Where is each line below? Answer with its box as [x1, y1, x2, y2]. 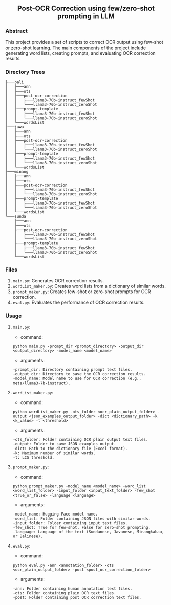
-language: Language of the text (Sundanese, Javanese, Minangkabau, [12, 529, 165, 534]
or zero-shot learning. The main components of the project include [5, 44, 146, 51]
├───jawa [5, 124, 24, 129]
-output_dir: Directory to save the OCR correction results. [12, 371, 146, 376]
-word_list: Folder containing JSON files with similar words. [12, 516, 151, 521]
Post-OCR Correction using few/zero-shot [17, 4, 155, 13]
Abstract [5, 28, 28, 35]
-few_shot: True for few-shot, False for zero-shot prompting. [12, 525, 151, 530]
